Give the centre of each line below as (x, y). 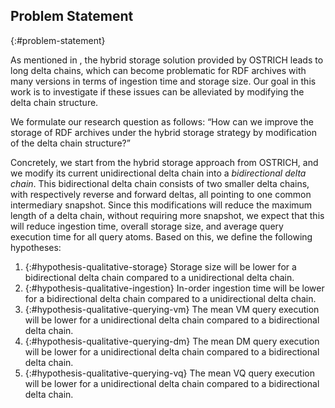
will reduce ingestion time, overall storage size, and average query (147, 226)
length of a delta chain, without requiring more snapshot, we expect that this (167, 215)
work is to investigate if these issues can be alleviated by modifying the (157, 91)
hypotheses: (36, 247)
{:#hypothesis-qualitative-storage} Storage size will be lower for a (160, 266)
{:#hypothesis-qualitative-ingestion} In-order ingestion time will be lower (174, 288)
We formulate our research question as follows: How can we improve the (162, 121)
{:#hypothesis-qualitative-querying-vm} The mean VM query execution (172, 309)
